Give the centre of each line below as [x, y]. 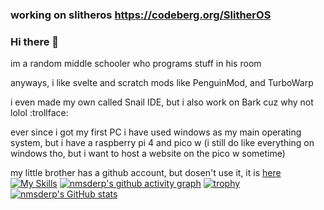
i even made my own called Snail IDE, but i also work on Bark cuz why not [162, 102]
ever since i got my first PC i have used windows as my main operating [156, 132]
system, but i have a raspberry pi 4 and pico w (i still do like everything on [162, 143]
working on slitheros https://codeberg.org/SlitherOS [141, 15]
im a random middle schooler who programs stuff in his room [136, 64]
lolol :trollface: [39, 113]
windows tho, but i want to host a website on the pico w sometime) [148, 154]
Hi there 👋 [35, 41]
